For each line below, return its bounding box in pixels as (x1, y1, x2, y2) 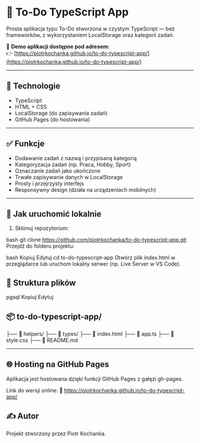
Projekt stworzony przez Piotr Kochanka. (6, 430, 106, 437)
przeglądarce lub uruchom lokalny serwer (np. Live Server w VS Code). (6, 260, 181, 267)
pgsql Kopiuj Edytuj (6, 294, 54, 301)
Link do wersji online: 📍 (6, 386, 63, 394)
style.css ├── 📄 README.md (6, 336, 79, 344)
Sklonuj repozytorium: (14, 224, 70, 232)
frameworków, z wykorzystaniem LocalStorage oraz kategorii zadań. (6, 31, 174, 38)
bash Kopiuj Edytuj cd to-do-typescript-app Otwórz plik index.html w (6, 254, 176, 261)
